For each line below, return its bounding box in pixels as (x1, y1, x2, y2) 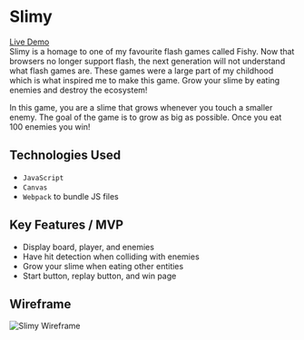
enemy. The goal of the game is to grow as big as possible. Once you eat (9, 112, 282, 122)
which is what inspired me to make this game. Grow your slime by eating (9, 74, 280, 85)
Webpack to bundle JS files (22, 190, 120, 201)
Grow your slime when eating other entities (22, 260, 184, 271)
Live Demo (9, 36, 50, 47)
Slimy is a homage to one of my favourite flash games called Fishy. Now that (9, 45, 295, 56)
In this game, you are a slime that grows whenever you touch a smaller (9, 102, 273, 112)
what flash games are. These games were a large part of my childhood (9, 65, 274, 76)
